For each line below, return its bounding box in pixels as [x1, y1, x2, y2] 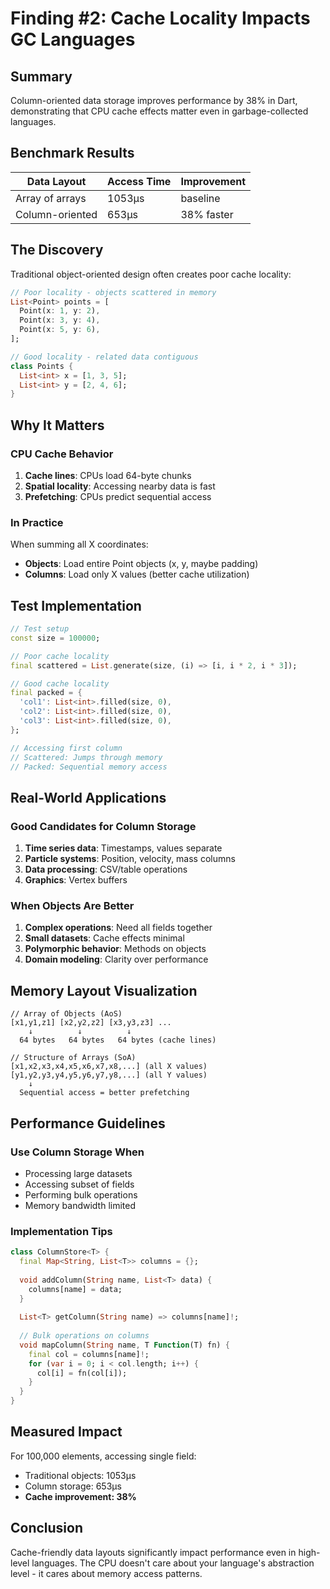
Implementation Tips [10, 1224, 113, 1238]
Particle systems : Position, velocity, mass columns [24, 853, 236, 865]
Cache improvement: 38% [24, 1490, 137, 1502]
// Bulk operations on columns [19, 1331, 150, 1341]
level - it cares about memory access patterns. [10, 1567, 203, 1579]
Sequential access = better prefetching [19, 1088, 190, 1098]
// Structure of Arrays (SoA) [10, 1053, 137, 1063]
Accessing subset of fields [24, 1178, 135, 1190]
